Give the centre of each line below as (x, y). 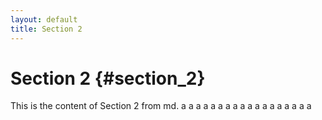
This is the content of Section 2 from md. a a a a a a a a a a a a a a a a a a (161, 106)
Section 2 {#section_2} (108, 78)
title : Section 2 (46, 29)
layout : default (44, 19)
